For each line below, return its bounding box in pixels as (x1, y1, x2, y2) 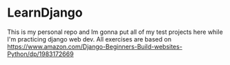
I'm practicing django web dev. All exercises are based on (7, 35, 171, 43)
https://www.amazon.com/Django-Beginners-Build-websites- (7, 42, 183, 50)
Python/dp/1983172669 (7, 50, 74, 58)
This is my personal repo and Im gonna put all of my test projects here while (7, 28, 223, 36)
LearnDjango (7, 5, 83, 21)
